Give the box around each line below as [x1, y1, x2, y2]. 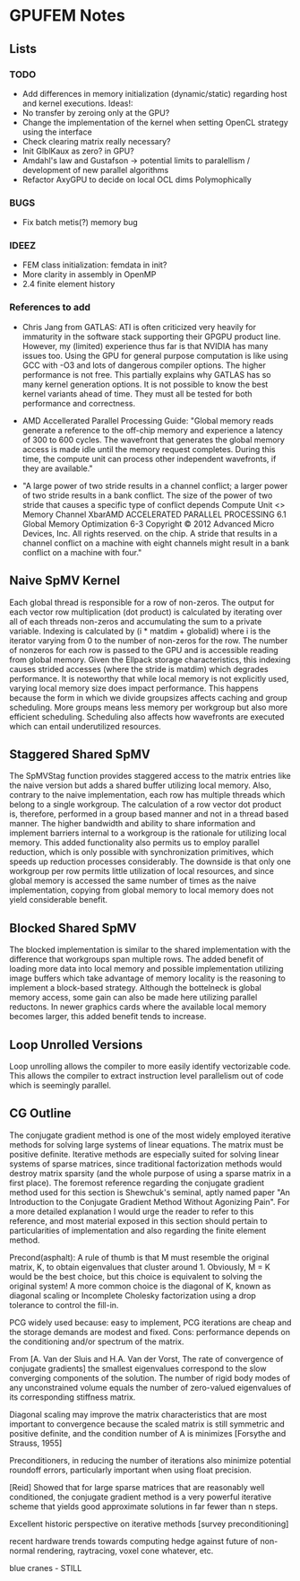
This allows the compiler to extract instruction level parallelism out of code [9, 1070, 284, 1081]
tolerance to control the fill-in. [9, 1299, 119, 1310]
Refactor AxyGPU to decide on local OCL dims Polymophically [21, 174, 253, 185]
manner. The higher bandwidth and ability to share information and [9, 818, 256, 829]
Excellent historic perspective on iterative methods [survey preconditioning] [9, 1518, 289, 1529]
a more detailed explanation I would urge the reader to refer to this [9, 1206, 254, 1217]
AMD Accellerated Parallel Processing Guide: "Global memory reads [21, 415, 274, 426]
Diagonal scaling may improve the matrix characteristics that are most [9, 1409, 267, 1419]
